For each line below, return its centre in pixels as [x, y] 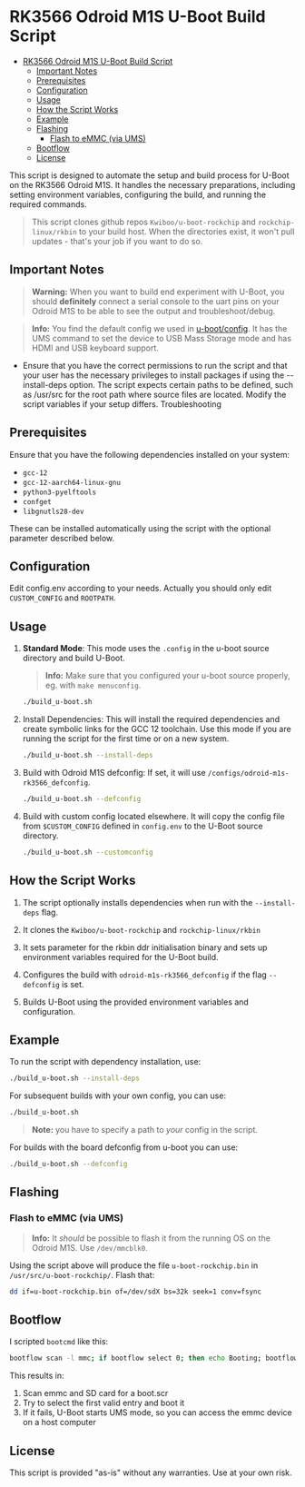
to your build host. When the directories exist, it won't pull [187, 231]
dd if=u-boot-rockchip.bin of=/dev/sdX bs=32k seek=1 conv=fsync [135, 1292]
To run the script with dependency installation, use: [105, 1062]
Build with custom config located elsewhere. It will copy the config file [153, 816]
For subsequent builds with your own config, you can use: [118, 1095]
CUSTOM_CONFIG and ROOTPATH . [63, 598]
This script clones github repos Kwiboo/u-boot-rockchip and [143, 222]
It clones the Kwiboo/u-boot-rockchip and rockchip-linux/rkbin [142, 929]
